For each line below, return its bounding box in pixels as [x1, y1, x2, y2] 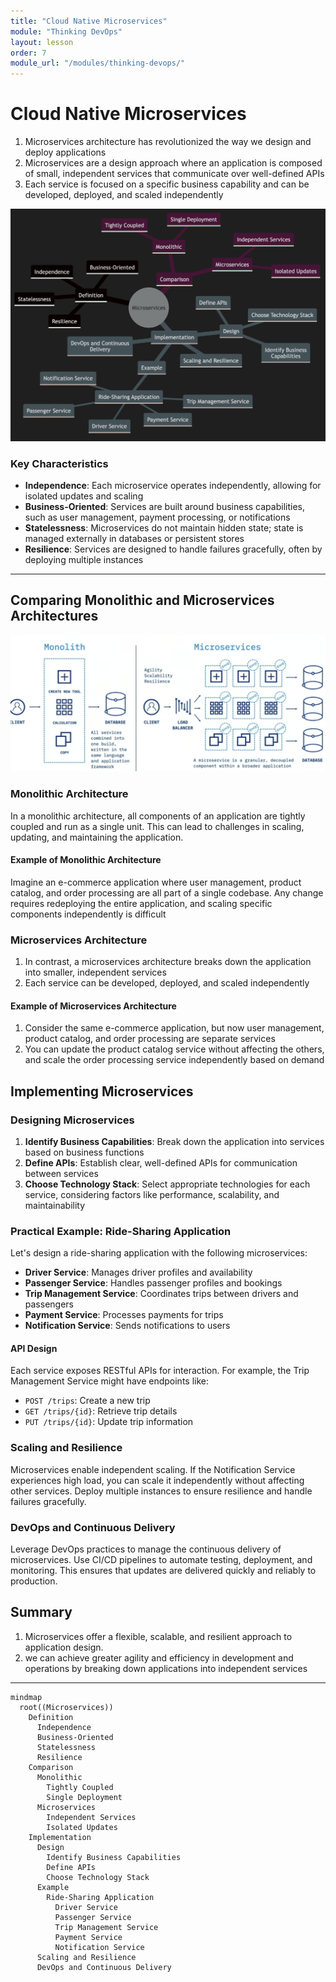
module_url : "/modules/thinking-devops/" [10, 58, 186, 69]
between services [24, 1167, 99, 1179]
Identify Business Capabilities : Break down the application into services [24, 1135, 325, 1147]
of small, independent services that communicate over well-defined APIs [24, 168, 325, 180]
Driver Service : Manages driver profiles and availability [24, 1266, 253, 1279]
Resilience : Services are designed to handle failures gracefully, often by [24, 543, 323, 555]
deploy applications [24, 146, 107, 159]
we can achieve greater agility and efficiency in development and [24, 1651, 294, 1664]
